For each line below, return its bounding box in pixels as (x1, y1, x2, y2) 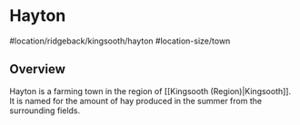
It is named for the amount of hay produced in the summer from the (9, 95, 262, 106)
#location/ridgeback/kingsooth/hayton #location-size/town (9, 35, 231, 46)
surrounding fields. (9, 105, 81, 116)
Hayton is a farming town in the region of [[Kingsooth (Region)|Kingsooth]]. (9, 85, 292, 96)
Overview (9, 62, 66, 77)
